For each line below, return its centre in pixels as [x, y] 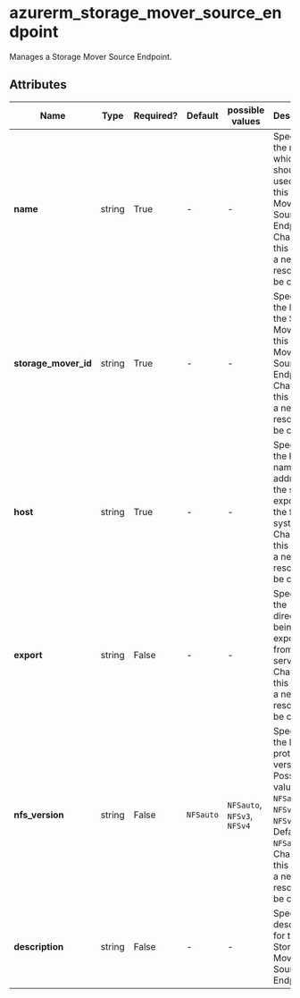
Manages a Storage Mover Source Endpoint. [91, 56]
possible [246, 110]
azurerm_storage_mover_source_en [146, 13]
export [28, 655]
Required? [156, 115]
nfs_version [39, 815]
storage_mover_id [53, 363]
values [246, 121]
